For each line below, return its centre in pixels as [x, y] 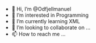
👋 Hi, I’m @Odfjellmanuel [41, 9]
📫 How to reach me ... [38, 34]
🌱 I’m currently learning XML [46, 21]
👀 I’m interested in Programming [50, 15]
